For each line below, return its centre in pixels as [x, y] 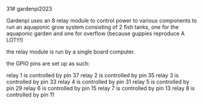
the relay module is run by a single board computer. [71, 52]
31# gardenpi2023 [29, 9]
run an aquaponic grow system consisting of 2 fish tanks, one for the [93, 27]
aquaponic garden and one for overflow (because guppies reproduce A [96, 33]
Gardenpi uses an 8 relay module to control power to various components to [102, 20]
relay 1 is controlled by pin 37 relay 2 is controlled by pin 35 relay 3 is [93, 75]
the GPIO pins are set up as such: [48, 64]
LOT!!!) [15, 40]
